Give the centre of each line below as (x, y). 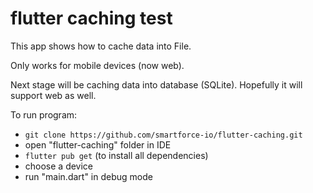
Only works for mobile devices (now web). (97, 65)
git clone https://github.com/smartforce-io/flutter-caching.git (163, 135)
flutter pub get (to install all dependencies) (116, 155)
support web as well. (53, 95)
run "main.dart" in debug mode (88, 176)
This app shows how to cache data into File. (101, 46)
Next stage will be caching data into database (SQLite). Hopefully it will (156, 84)
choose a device (59, 166)
